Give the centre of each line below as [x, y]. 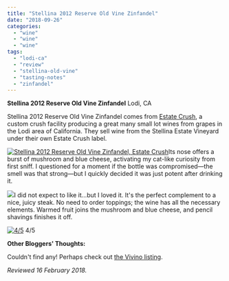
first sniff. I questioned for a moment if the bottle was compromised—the [110, 166]
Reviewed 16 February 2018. [47, 270]
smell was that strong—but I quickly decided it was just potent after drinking [115, 174]
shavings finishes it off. [40, 217]
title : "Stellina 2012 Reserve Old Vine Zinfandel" [83, 13]
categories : [24, 26]
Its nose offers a [191, 152]
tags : [15, 52]
